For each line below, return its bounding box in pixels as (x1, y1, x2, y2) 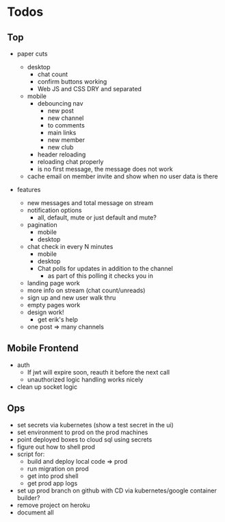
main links (47, 128, 77, 137)
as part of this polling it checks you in (47, 272, 154, 280)
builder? (16, 493, 40, 501)
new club (47, 143, 74, 151)
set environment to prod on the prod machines (16, 428, 148, 436)
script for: (16, 450, 45, 458)
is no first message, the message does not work (37, 165, 173, 173)
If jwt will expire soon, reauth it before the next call (27, 368, 170, 376)
